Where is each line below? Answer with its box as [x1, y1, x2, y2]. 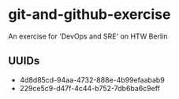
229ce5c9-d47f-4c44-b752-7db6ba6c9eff [19, 83, 160, 93]
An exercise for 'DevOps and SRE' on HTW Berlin [8, 31, 168, 41]
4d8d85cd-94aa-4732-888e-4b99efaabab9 [19, 75, 166, 84]
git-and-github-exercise [8, 5, 171, 24]
